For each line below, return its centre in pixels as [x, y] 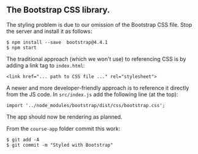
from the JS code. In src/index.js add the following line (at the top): [92, 94]
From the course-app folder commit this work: [63, 128]
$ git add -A [23, 139]
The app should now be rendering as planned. [64, 117]
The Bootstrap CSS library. [58, 10]
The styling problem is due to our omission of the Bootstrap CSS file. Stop [99, 24]
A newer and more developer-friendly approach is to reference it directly [98, 88]
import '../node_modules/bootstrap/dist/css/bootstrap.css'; [86, 105]
